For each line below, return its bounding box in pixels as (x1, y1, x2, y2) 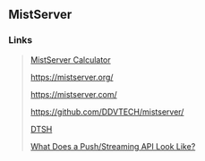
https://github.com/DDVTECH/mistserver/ (30, 106, 184, 117)
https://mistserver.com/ (30, 89, 117, 99)
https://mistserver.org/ (30, 72, 114, 82)
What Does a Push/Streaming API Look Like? (30, 140, 196, 151)
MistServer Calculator (30, 54, 111, 65)
